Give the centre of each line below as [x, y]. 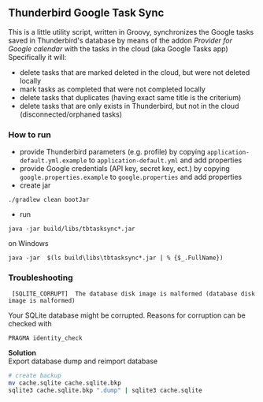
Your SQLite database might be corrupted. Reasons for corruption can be [127, 315]
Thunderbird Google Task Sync [86, 13]
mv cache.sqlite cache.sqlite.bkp [65, 383]
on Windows [28, 244]
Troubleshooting [41, 277]
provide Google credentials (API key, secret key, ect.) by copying [124, 169]
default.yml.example [53, 161]
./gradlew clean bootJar [49, 200]
